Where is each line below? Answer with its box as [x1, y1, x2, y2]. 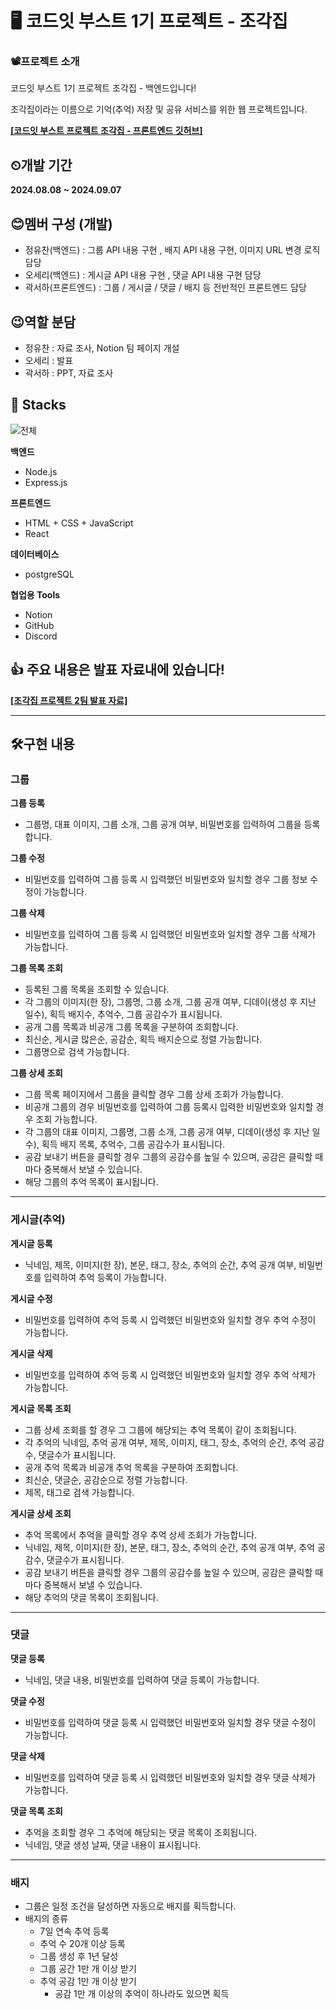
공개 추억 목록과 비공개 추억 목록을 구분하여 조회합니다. [24, 1461, 239, 1473]
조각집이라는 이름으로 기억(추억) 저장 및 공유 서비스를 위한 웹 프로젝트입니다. [10, 103, 308, 116]
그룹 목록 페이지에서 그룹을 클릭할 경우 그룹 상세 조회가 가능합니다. [24, 1088, 284, 1101]
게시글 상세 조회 [10, 1507, 72, 1519]
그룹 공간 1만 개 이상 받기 [39, 1963, 137, 1975]
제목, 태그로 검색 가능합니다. [24, 1486, 135, 1498]
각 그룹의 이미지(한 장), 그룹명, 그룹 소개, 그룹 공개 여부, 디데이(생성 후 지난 [24, 996, 317, 1008]
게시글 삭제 [10, 1347, 53, 1359]
